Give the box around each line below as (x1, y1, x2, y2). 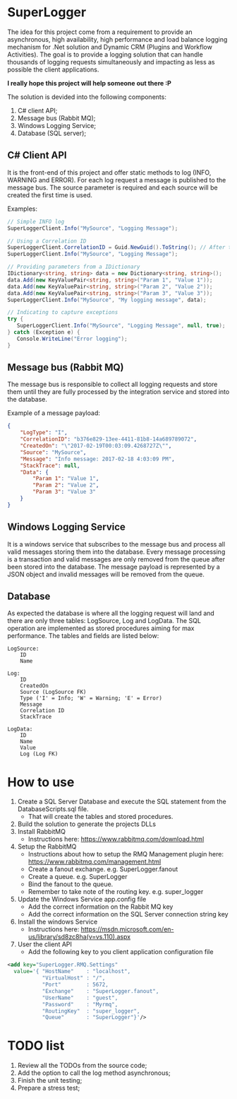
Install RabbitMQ (17, 827, 66, 836)
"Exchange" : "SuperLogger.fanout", (42, 987, 159, 994)
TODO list (7, 1037, 65, 1054)
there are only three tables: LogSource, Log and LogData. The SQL (7, 617, 201, 625)
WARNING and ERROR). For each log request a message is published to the (7, 175, 226, 184)
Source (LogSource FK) (20, 689, 87, 696)
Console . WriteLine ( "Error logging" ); (16, 335, 128, 342)
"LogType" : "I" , (20, 429, 68, 436)
